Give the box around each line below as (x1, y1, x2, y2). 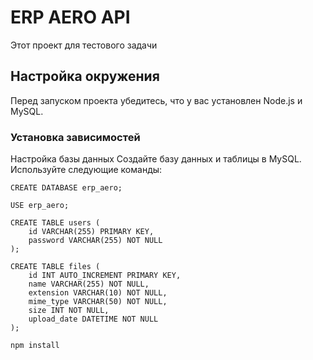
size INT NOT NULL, (28, 306, 110, 316)
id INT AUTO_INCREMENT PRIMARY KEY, (28, 271, 182, 281)
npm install (10, 341, 60, 351)
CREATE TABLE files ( (10, 262, 101, 272)
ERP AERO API (10, 6, 131, 29)
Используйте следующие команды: (10, 164, 163, 176)
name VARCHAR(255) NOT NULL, (28, 279, 150, 290)
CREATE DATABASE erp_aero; (10, 183, 123, 193)
